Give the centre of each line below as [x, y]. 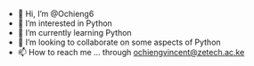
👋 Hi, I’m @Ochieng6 [56, 14]
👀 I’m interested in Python [65, 23]
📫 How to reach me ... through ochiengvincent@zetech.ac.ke [131, 52]
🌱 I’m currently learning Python [74, 33]
